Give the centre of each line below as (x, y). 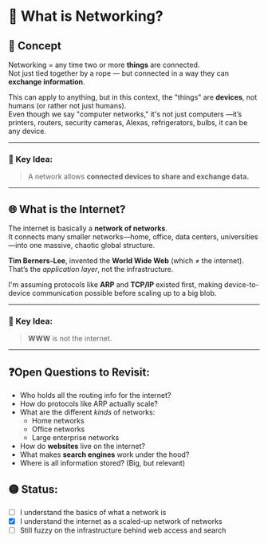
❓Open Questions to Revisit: (79, 372)
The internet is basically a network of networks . (88, 228)
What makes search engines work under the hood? (104, 454)
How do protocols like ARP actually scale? (89, 404)
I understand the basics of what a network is (93, 513)
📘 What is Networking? (86, 16)
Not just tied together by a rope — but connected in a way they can (119, 73)
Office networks (58, 429)
